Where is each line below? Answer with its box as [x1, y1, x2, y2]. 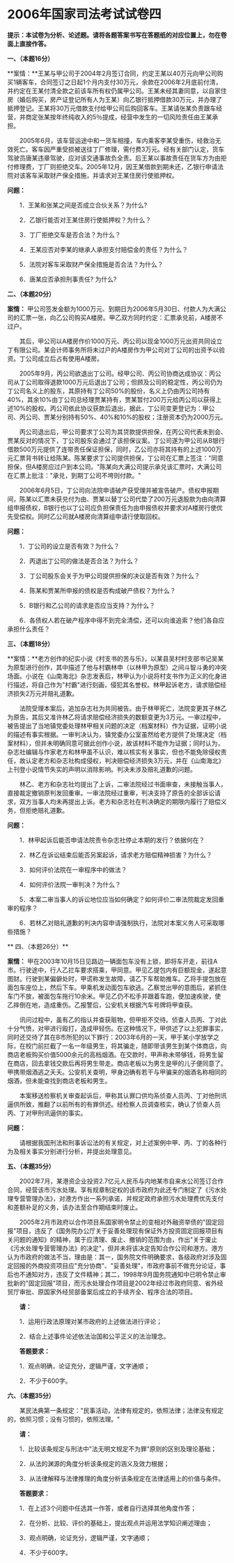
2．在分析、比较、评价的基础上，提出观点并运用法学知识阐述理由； [19, 1518, 212, 1527]
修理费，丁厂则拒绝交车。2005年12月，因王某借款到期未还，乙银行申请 [13, 162, 218, 171]
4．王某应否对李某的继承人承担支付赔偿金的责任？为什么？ [19, 245, 189, 253]
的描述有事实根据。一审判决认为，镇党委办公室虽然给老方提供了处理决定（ [7, 730, 221, 738]
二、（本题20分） [7, 290, 56, 298]
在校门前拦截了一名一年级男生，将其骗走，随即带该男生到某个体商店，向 [19, 1041, 227, 1050]
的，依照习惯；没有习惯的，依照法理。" [7, 1414, 120, 1423]
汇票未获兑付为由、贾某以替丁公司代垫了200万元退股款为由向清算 [37, 495, 226, 503]
